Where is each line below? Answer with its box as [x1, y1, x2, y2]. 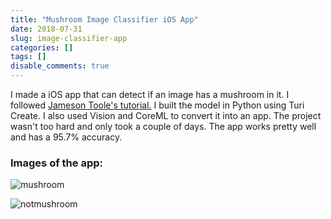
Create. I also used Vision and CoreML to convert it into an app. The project [10, 110, 322, 121]
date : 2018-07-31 [10, 24, 83, 34]
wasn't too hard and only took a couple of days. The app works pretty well [10, 121, 317, 132]
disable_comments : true [10, 61, 110, 71]
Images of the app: [10, 156, 103, 170]
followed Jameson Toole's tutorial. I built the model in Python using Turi [10, 99, 305, 111]
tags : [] [10, 52, 47, 62]
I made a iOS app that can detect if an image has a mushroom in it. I [10, 89, 290, 100]
